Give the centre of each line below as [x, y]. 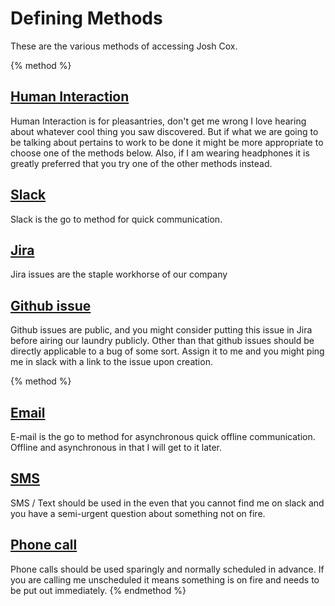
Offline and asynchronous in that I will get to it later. [116, 447]
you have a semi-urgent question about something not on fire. [138, 513]
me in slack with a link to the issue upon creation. [111, 362]
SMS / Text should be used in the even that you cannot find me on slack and [167, 503]
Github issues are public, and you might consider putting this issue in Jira [161, 330]
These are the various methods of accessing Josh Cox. [124, 46]
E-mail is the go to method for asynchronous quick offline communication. [163, 436]
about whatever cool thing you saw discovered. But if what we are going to [164, 131]
